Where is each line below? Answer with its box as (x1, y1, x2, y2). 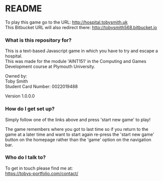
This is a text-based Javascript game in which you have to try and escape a (5, 48, 158, 54)
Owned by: (5, 73, 27, 79)
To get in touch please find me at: (5, 165, 73, 171)
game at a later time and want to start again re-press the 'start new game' (5, 131, 155, 137)
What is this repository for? (5, 36, 72, 43)
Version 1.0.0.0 (5, 93, 35, 99)
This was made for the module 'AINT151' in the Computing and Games (5, 59, 146, 64)
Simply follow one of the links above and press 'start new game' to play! (5, 117, 151, 122)
